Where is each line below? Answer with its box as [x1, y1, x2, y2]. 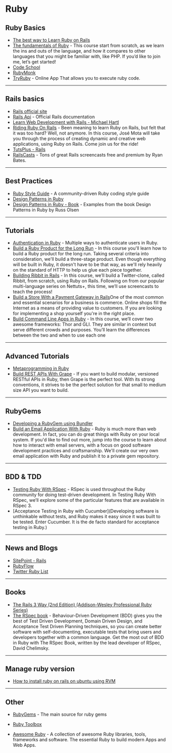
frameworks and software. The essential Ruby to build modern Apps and [12, 737, 166, 743]
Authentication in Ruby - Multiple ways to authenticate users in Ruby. [12, 240, 159, 246]
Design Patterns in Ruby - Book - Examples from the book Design [12, 201, 151, 207]
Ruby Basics [5, 24, 46, 32]
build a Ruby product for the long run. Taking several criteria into [12, 251, 149, 257]
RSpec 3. [12, 502, 32, 508]
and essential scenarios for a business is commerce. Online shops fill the [12, 300, 167, 306]
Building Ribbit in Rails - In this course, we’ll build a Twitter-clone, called [12, 272, 165, 279]
